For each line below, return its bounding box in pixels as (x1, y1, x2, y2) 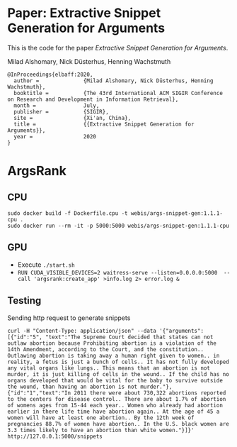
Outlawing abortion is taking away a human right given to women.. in (7, 352, 220, 359)
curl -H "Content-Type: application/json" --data (7, 327, 157, 334)
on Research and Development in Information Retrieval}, (7, 96, 179, 103)
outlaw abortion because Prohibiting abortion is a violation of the (7, 339, 217, 347)
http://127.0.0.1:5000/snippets (7, 433, 103, 440)
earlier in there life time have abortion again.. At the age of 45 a (7, 408, 220, 415)
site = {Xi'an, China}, (13, 114, 132, 121)
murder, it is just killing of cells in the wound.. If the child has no (7, 370, 230, 377)
